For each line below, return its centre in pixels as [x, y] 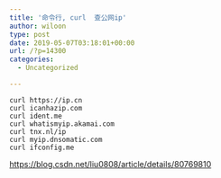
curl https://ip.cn [46, 100]
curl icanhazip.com [46, 108]
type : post [30, 34]
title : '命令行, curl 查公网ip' [68, 18]
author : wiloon [38, 26]
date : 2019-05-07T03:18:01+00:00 [72, 43]
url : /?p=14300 [38, 51]
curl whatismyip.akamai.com [62, 124]
